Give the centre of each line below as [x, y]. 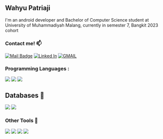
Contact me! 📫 [23, 43]
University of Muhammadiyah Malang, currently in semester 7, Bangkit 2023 [81, 25]
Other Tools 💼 [22, 121]
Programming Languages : [37, 69]
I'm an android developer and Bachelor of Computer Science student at [77, 20]
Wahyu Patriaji [28, 8]
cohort [12, 30]
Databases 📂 [25, 95]
